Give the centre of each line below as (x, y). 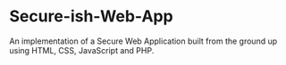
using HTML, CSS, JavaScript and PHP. (82, 50)
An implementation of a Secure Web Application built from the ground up (143, 41)
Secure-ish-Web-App (91, 16)
